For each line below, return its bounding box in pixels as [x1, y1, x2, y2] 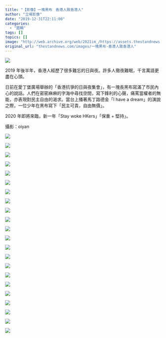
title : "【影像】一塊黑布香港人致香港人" [5, 7, 84, 12]
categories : [5, 21, 30, 26]
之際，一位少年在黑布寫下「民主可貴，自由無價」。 [5, 102, 107, 109]
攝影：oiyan [5, 123, 30, 129]
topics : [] [5, 35, 28, 40]
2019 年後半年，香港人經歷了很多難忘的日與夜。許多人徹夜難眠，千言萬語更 [5, 67, 159, 73]
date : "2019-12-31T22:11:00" [5, 16, 65, 21]
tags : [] [5, 30, 23, 35]
